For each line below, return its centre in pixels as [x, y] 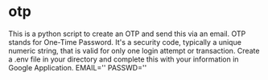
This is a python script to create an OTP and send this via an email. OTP [127, 34]
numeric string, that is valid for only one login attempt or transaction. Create [134, 50]
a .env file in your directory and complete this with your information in [124, 59]
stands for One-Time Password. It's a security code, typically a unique [125, 42]
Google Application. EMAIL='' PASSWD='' [78, 67]
